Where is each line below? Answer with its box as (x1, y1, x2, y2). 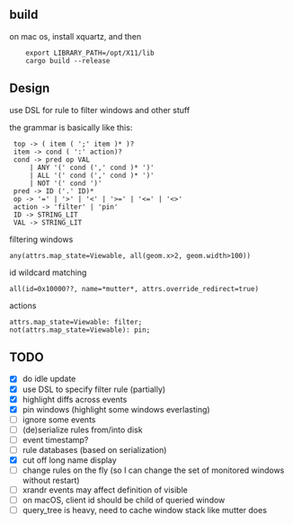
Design (9, 81, 50, 96)
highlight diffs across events (22, 394, 128, 404)
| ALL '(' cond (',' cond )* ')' (29, 171, 155, 180)
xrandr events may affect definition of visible (22, 484, 189, 495)
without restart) (22, 475, 80, 486)
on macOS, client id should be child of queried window (22, 494, 226, 506)
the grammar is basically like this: (9, 121, 133, 133)
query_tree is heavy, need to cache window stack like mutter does (22, 505, 268, 516)
